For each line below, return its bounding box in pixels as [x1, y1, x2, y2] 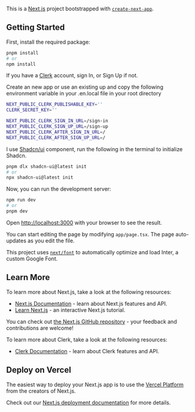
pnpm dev [6, 208, 28, 215]
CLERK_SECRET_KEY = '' [6, 107, 58, 113]
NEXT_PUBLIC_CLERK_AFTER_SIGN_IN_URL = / [6, 129, 106, 135]
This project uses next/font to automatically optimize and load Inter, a [6, 248, 179, 255]
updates [6, 237, 27, 244]
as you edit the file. [28, 237, 75, 244]
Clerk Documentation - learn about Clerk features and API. [14, 347, 160, 354]
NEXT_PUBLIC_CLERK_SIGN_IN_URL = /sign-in [6, 118, 109, 124]
